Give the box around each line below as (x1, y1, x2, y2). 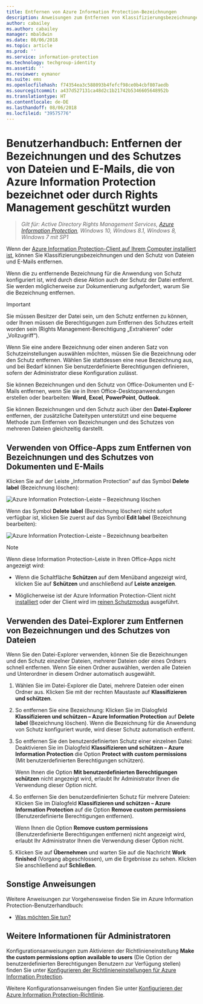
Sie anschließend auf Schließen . (14, 861, 97, 869)
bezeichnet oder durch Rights (6, 188, 158, 202)
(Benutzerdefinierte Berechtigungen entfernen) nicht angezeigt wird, (14, 830, 186, 837)
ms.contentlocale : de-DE (6, 99, 69, 105)
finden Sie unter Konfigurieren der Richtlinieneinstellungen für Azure (6, 966, 176, 974)
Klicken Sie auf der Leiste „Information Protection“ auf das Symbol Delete (6, 478, 189, 485)
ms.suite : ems (6, 76, 42, 82)
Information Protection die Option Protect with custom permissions (14, 750, 187, 758)
